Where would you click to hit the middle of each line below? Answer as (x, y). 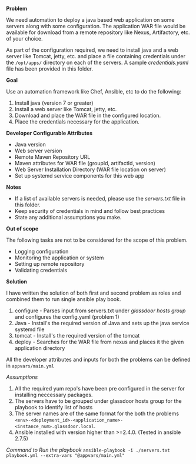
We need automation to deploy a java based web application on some (90, 20)
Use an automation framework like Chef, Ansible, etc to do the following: (94, 91)
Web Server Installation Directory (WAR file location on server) (90, 169)
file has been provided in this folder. (49, 69)
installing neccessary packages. (54, 395)
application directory (40, 348)
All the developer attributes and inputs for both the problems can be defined (98, 359)
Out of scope (22, 228)
